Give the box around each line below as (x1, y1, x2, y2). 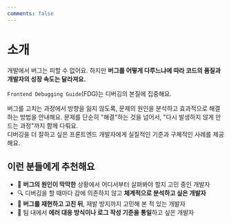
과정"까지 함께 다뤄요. (19, 122, 79, 130)
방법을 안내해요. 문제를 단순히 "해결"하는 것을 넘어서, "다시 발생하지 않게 (19, 113, 214, 121)
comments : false (7, 10, 54, 17)
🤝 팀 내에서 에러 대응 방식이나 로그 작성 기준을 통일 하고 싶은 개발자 (17, 209, 194, 217)
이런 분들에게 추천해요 (7, 160, 95, 173)
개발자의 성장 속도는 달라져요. (7, 75, 86, 83)
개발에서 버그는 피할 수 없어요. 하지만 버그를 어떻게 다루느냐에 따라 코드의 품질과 (7, 66, 221, 75)
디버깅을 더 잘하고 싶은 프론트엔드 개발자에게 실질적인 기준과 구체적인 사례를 (7, 130, 212, 138)
